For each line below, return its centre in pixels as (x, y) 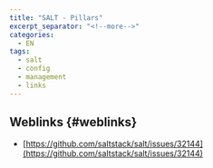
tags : (19, 52)
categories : (32, 35)
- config (34, 69)
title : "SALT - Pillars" (56, 18)
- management (42, 77)
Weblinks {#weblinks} (73, 122)
